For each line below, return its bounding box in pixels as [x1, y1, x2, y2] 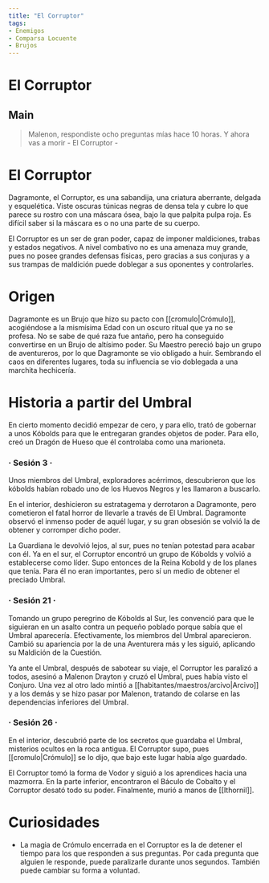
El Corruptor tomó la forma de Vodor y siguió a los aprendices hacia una [8, 768, 247, 778]
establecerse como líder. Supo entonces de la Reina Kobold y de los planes [8, 558, 257, 567]
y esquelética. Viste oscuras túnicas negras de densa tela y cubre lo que [8, 202, 249, 211]
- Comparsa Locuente [8, 34, 78, 43]
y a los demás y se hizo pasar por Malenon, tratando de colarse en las [8, 689, 241, 698]
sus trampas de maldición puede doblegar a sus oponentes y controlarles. [8, 260, 255, 269]
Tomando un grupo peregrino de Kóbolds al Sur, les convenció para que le [8, 613, 255, 623]
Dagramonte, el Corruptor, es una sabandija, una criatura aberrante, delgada [8, 193, 262, 202]
